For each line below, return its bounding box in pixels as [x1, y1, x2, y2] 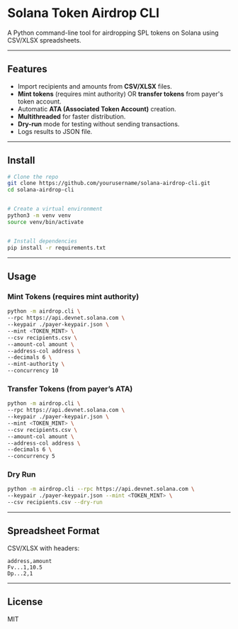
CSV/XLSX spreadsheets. [7, 35, 81, 44]
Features [7, 63, 47, 75]
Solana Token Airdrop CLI [7, 5, 160, 21]
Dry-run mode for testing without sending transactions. [17, 119, 180, 128]
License [7, 596, 43, 608]
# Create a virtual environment [7, 206, 103, 213]
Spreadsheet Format [7, 525, 101, 537]
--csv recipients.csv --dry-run [7, 499, 103, 506]
